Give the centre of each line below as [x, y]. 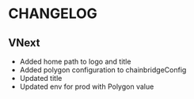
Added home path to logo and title [75, 61]
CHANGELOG [53, 14]
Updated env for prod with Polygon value [87, 86]
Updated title [41, 78]
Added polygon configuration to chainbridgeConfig [103, 70]
